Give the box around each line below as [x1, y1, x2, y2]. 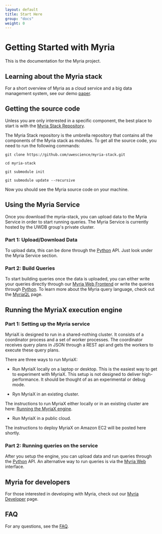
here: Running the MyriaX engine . [5, 406, 73, 412]
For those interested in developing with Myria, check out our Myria [5, 491, 139, 497]
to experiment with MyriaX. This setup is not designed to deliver [12, 371, 141, 377]
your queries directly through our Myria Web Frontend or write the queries [5, 281, 154, 287]
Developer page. [5, 496, 39, 502]
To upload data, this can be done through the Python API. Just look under [5, 247, 153, 253]
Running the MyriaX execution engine [5, 305, 122, 314]
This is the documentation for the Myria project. [5, 58, 101, 64]
